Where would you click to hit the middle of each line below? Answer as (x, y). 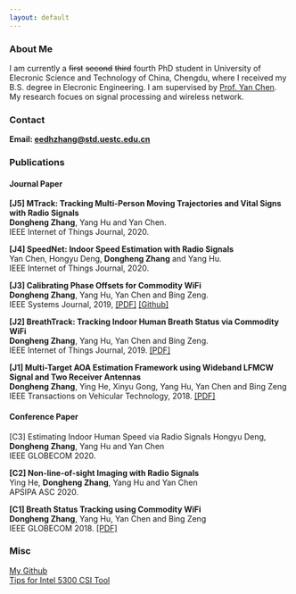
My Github (29, 570)
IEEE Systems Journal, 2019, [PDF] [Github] (89, 305)
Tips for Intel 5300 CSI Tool (60, 580)
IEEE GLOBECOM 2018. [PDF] (63, 528)
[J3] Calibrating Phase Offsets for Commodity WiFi (106, 286)
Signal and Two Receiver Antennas (75, 377)
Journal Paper (36, 183)
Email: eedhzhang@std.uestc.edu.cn (80, 139)
